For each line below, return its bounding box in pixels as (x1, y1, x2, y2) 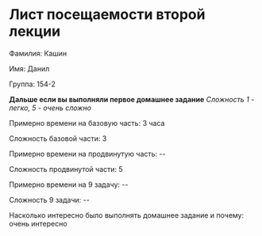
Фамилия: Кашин (9, 48, 67, 58)
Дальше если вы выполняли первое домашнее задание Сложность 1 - (9, 94, 255, 104)
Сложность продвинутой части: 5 (9, 164, 124, 173)
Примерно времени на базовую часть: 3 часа (9, 118, 165, 128)
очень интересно (9, 219, 67, 228)
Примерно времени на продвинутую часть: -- (9, 149, 166, 158)
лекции (9, 22, 61, 40)
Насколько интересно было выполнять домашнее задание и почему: (9, 210, 245, 219)
